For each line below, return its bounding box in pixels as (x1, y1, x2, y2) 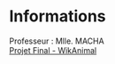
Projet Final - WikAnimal (9, 44, 97, 55)
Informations (9, 6, 106, 27)
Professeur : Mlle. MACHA (9, 36, 104, 46)
